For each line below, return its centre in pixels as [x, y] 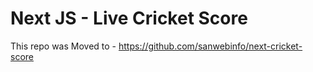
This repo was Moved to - [63, 46]
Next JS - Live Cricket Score [129, 18]
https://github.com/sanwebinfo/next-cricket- [210, 46]
